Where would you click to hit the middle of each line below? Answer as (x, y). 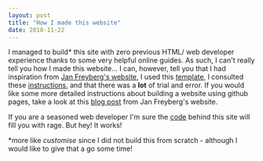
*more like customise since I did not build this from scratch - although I (123, 141)
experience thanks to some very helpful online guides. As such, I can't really (131, 60)
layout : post (29, 15)
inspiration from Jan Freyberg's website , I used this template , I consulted (126, 77)
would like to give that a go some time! (70, 148)
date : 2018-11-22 (37, 30)
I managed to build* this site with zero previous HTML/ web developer (121, 52)
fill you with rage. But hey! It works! (65, 125)
